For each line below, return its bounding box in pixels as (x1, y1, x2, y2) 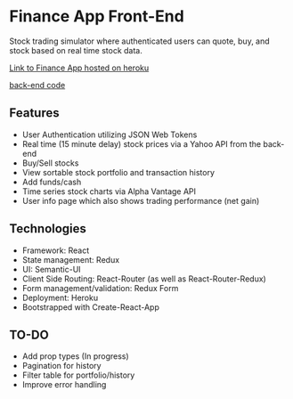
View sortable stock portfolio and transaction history (21, 167, 216, 177)
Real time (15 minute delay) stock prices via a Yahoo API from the (21, 138, 261, 149)
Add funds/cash (21, 176, 82, 187)
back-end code (9, 79, 66, 90)
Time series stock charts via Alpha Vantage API (21, 185, 197, 197)
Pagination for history (21, 361, 102, 371)
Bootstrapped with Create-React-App (21, 301, 160, 313)
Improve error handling (21, 379, 107, 390)
